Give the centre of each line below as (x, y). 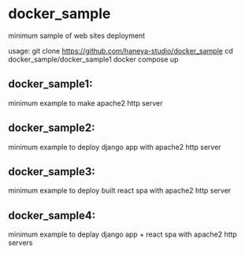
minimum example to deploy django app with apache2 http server (115, 147)
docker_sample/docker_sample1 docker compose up (93, 59)
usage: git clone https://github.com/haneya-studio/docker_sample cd (121, 50)
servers (20, 243)
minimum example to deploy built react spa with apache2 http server (120, 191)
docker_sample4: (52, 215)
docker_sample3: (52, 172)
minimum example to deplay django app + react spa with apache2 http (123, 234)
